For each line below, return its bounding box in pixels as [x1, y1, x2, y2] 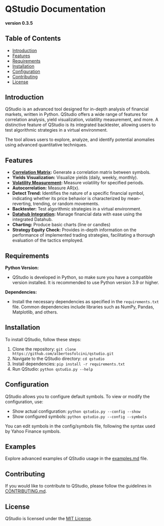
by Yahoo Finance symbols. [5, 428, 61, 434]
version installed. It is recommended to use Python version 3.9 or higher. [12, 280, 160, 285]
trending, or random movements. [32, 201, 100, 207]
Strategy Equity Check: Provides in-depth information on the [12, 227, 137, 233]
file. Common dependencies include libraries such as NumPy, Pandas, [12, 304, 155, 310]
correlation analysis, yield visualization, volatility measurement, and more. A [5, 117, 159, 123]
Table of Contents [5, 35, 61, 43]
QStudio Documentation [5, 3, 106, 15]
